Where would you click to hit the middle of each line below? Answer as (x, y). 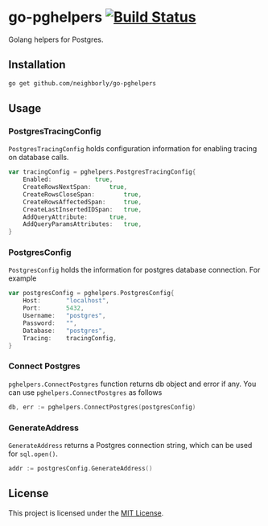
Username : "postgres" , (64, 316)
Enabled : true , (68, 180)
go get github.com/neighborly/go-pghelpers (82, 83)
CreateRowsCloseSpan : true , (82, 194)
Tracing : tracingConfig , (70, 338)
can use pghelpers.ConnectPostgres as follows (85, 392)
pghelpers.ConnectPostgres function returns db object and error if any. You (132, 384)
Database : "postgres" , (64, 331)
